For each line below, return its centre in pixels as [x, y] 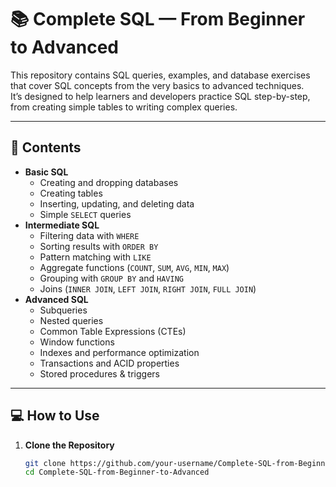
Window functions [77, 342]
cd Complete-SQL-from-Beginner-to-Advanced [117, 472]
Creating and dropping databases [109, 182]
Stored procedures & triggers [99, 373]
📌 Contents [46, 147]
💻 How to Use [55, 416]
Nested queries [71, 320]
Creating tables [71, 193]
